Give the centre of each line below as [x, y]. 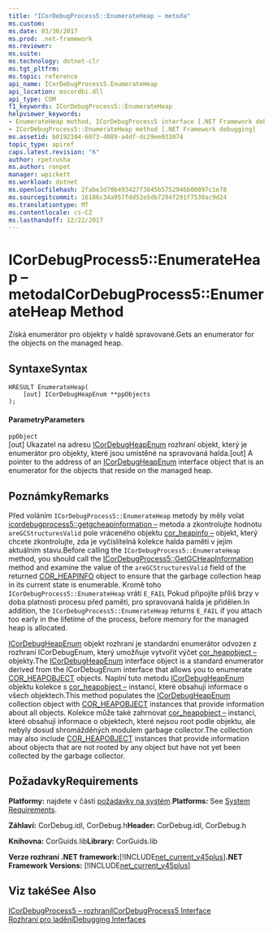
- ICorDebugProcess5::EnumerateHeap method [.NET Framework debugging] [132, 129]
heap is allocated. [38, 628]
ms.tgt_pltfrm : [34, 69]
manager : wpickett [39, 175]
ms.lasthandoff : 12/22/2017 [56, 220]
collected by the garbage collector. [67, 756]
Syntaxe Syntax [48, 368]
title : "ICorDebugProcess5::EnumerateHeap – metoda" [100, 16]
